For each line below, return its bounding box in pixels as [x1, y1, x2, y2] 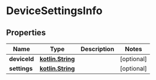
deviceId [9, 55, 34, 63]
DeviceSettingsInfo [6, 4, 103, 18]
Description [80, 45, 115, 53]
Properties [6, 28, 46, 38]
